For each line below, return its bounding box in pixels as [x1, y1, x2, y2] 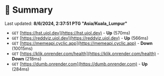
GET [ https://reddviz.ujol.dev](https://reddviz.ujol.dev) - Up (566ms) [11, 35, 149, 41]
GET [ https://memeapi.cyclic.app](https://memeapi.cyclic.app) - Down [11, 40, 153, 46]
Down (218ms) [11, 56, 42, 61]
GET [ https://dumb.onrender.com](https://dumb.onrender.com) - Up [11, 61, 148, 67]
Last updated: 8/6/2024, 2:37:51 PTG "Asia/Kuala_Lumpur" [4, 20, 128, 26]
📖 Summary [4, 4, 53, 16]
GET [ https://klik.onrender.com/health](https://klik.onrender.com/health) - [11, 51, 160, 57]
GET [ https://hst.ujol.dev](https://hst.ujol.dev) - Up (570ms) [11, 30, 131, 36]
